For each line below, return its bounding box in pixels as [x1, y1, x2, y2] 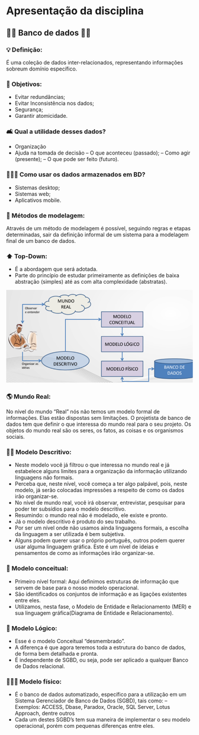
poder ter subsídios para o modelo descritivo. [14, 505, 126, 513]
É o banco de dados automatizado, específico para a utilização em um [14, 691, 187, 698]
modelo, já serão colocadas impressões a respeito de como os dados [14, 487, 185, 494]
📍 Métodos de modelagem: [6, 211, 85, 220]
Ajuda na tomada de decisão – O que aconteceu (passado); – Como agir [14, 149, 191, 156]
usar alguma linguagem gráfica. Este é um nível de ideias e [14, 543, 159, 550]
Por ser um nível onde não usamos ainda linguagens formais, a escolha [14, 524, 189, 531]
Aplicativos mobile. [14, 197, 62, 204]
